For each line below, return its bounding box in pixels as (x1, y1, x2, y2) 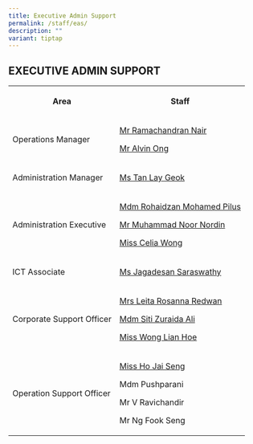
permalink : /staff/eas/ (8, 19, 88, 27)
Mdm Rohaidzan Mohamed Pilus (119, 202, 241, 213)
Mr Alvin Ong (119, 143, 169, 154)
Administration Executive (12, 219, 107, 230)
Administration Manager (12, 172, 104, 183)
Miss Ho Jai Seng (119, 360, 186, 372)
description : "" (8, 26, 63, 35)
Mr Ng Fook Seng (119, 415, 186, 426)
